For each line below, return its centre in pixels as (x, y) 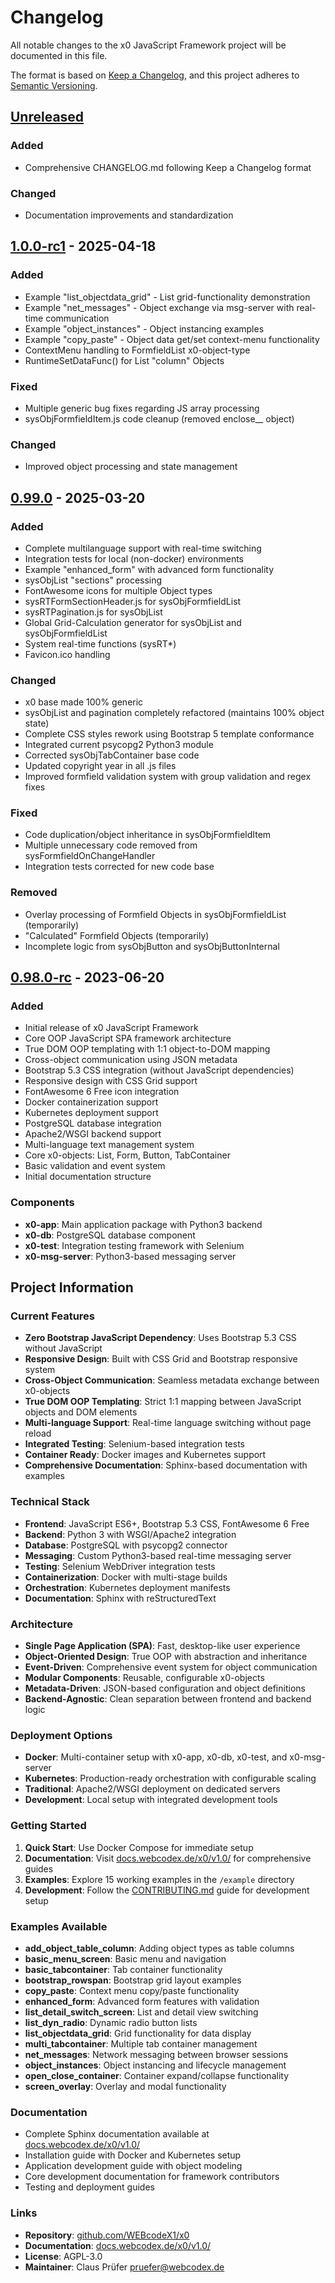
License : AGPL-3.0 (63, 2256)
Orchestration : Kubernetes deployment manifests (127, 1587)
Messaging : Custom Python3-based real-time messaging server (158, 1555)
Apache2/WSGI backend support (93, 1134)
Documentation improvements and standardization (129, 215)
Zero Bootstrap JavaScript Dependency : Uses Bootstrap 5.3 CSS (160, 1338)
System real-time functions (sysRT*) (100, 643)
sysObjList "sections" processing (93, 580)
